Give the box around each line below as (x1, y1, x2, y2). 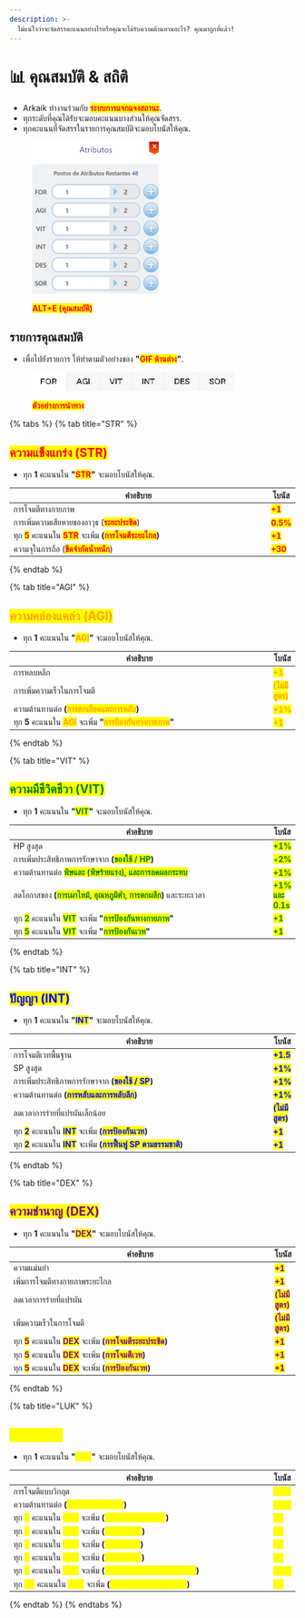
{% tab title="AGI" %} (9, 582, 91, 593)
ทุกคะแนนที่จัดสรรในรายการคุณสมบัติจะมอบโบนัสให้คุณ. (22, 123, 192, 134)
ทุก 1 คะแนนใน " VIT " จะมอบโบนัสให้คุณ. (22, 806, 153, 817)
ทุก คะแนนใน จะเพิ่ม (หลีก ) (13, 1552, 145, 1563)
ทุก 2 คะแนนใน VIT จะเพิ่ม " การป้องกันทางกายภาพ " (13, 912, 174, 923)
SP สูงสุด (13, 1063, 43, 1074)
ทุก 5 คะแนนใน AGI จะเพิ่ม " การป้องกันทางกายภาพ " (13, 717, 175, 728)
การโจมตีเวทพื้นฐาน (13, 1049, 73, 1060)
